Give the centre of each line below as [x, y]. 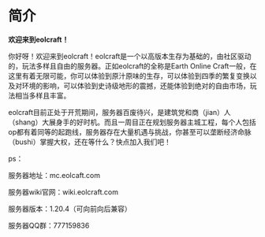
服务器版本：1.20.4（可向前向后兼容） [70, 209]
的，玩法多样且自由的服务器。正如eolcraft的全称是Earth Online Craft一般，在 [132, 66]
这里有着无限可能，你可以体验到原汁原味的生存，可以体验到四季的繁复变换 [129, 76]
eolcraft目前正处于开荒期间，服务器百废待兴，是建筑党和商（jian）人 [119, 112]
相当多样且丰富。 [43, 95]
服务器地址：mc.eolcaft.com [54, 175]
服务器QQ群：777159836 [49, 225]
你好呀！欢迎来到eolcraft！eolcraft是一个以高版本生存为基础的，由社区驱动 [130, 56]
